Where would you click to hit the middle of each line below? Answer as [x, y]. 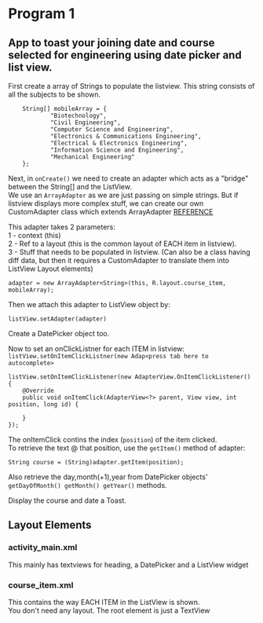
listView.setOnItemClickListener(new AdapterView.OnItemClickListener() [130, 377]
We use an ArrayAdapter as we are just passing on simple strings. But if [123, 195]
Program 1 [42, 14]
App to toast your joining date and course [111, 43]
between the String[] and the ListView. [70, 187]
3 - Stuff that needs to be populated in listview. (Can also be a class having [129, 252]
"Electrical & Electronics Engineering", [119, 143]
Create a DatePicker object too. [59, 333]
